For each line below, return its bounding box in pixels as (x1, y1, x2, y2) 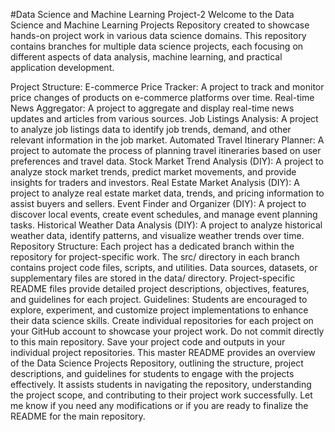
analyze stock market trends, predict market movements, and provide (10, 166, 297, 178)
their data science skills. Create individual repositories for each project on (10, 315, 314, 326)
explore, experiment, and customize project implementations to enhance (10, 304, 309, 316)
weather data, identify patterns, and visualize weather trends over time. (10, 230, 305, 241)
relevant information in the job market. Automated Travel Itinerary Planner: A (10, 134, 325, 146)
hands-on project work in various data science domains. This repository (10, 30, 307, 41)
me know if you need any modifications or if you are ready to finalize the (10, 400, 309, 411)
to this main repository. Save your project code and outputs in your (10, 336, 286, 348)
